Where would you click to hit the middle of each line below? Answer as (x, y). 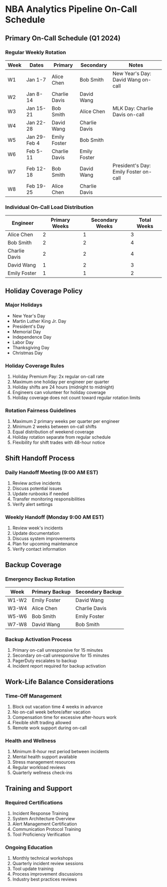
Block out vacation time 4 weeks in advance (57, 707)
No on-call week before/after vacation (51, 712)
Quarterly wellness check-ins (42, 773)
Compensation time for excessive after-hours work (64, 717)
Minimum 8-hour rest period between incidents (61, 752)
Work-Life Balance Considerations (60, 682)
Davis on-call (128, 114)
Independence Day (32, 337)
